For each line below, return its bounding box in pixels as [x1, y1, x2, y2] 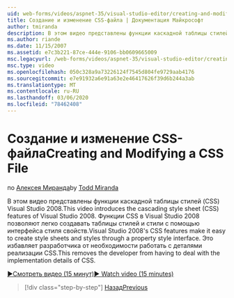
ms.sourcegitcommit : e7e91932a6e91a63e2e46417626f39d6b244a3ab [7, 74, 195, 82]
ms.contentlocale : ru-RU [7, 88, 79, 95]
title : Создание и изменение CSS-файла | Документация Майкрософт [7, 17, 204, 24]
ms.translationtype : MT [7, 81, 77, 88]
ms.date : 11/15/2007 [7, 42, 68, 49]
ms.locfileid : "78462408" [7, 101, 82, 108]
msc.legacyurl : [7, 56, 52, 63]
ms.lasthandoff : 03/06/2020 [7, 95, 89, 102]
